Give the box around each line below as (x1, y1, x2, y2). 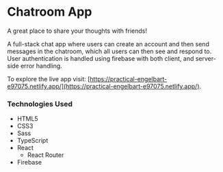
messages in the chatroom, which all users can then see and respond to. (7, 47, 212, 55)
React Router (27, 151, 64, 159)
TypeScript (16, 137, 49, 145)
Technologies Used (7, 99, 73, 109)
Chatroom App (7, 4, 92, 20)
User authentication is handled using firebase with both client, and (7, 54, 194, 62)
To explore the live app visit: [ (7, 74, 90, 83)
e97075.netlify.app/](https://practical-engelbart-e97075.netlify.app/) (7, 82, 200, 90)
